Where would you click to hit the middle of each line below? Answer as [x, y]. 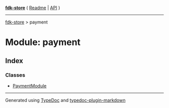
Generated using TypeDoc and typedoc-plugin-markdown [65, 100]
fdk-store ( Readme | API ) [33, 8]
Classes [15, 75]
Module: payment [43, 42]
